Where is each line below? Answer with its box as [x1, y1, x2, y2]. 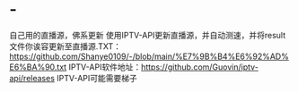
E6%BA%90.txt [9, 62, 67, 72]
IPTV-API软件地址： [68, 62, 142, 72]
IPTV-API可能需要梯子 [57, 72, 137, 83]
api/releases [9, 72, 56, 83]
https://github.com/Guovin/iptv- [140, 62, 259, 72]
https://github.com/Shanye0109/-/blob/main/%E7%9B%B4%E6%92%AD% [9, 51, 289, 62]
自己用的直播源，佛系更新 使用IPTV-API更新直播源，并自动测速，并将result [9, 29, 285, 40]
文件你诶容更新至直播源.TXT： [9, 40, 122, 52]
